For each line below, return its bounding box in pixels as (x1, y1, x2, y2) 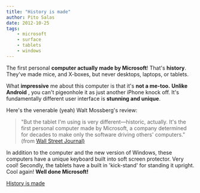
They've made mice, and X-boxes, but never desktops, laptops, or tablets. (6, 70, 189, 78)
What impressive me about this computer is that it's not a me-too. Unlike (6, 82, 188, 89)
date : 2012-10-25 (6, 20, 50, 26)
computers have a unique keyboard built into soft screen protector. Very (6, 155, 184, 162)
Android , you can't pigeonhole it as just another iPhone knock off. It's (6, 88, 180, 96)
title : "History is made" (6, 8, 71, 15)
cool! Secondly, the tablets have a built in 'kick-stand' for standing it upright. (6, 161, 195, 168)
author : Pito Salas (6, 14, 55, 20)
